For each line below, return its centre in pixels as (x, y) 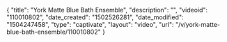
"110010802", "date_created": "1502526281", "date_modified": (95, 17)
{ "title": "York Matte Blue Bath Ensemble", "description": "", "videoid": (107, 10)
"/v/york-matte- (198, 24)
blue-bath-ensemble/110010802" (54, 32)
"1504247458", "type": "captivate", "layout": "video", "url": (90, 24)
